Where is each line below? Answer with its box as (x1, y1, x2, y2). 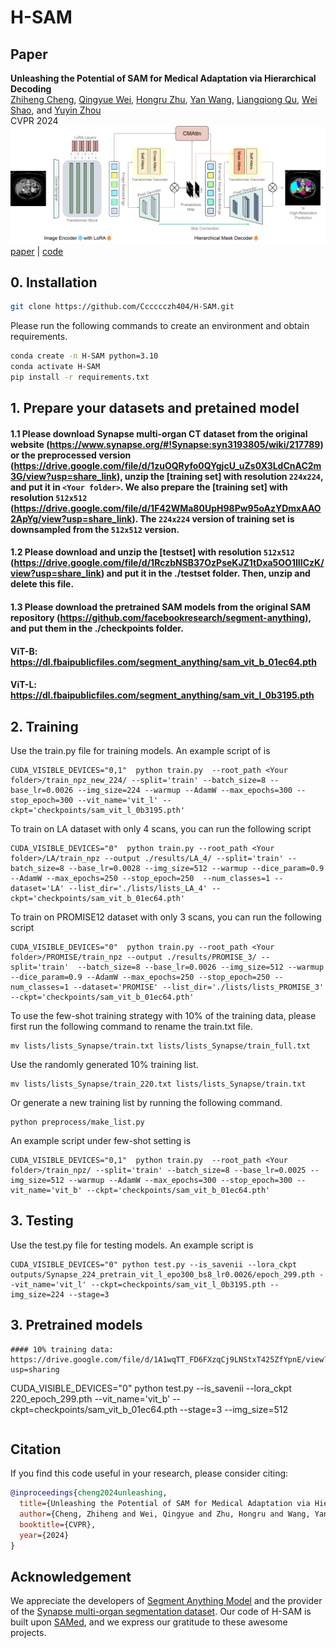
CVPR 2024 (10, 115, 59, 126)
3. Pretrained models (10, 1317, 143, 1334)
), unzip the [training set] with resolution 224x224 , (116, 470, 324, 482)
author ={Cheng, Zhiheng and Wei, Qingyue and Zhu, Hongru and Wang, (19, 1509, 311, 1520)
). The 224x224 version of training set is (131, 512, 295, 525)
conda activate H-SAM (10, 362, 101, 372)
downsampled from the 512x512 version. (10, 523, 180, 535)
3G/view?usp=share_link (10, 470, 117, 482)
